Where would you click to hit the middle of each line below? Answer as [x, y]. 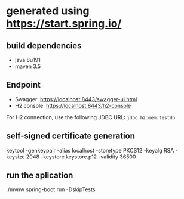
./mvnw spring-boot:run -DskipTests [51, 189]
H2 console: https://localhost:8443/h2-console [73, 105]
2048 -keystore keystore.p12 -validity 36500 [81, 157]
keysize [16, 157]
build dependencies [44, 46]
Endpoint [23, 85]
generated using [48, 11]
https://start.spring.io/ [64, 24]
